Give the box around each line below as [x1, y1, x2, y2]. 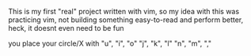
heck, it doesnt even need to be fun [8, 24, 124, 32]
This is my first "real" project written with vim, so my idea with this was [8, 7, 240, 16]
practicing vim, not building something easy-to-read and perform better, [8, 15, 244, 24]
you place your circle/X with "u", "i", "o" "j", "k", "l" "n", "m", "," [8, 39, 212, 48]
